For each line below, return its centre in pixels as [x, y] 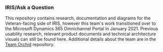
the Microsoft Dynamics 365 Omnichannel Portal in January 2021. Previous [82, 29]
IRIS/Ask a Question [29, 7]
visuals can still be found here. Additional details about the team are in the [81, 39]
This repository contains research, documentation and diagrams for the [78, 18]
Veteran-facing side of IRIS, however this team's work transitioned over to [81, 23]
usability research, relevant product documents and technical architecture [81, 34]
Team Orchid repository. [30, 45]
